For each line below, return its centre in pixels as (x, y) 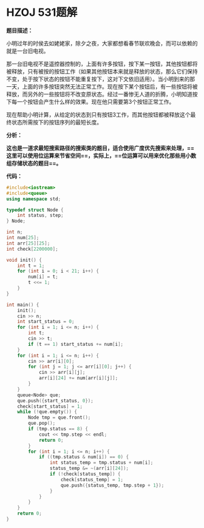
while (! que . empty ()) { (47, 412)
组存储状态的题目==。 (34, 163)
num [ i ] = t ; (43, 277)
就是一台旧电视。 (28, 51)
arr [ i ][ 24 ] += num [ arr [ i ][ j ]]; (78, 378)
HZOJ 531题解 (42, 12)
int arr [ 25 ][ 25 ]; (28, 243)
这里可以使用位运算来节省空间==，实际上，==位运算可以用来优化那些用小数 (101, 155)
